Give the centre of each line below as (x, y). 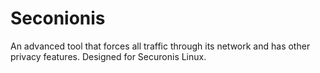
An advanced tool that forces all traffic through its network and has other (160, 46)
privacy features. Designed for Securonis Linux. (108, 56)
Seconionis (58, 18)
